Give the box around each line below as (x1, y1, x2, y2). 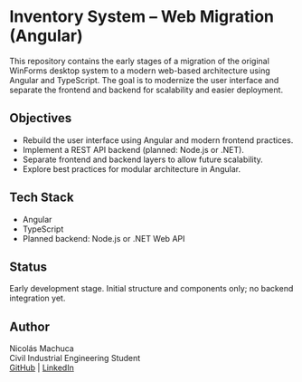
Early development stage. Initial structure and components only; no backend (9, 283, 294, 294)
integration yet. (9, 292, 66, 304)
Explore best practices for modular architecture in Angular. (22, 163, 241, 174)
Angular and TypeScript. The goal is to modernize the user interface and (9, 74, 279, 85)
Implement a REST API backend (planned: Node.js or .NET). (22, 144, 244, 155)
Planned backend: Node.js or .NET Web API (22, 233, 185, 244)
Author (9, 319, 50, 334)
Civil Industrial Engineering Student (9, 353, 141, 364)
